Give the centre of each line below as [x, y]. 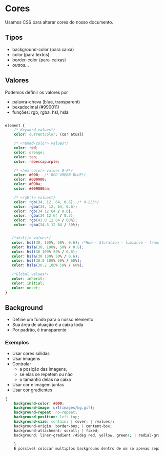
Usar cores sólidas [31, 353]
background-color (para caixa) [43, 49]
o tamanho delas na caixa [45, 379]
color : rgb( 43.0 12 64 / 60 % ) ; [46, 220]
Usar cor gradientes [32, 390]
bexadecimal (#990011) [36, 107]
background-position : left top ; [47, 417]
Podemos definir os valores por [37, 92]
